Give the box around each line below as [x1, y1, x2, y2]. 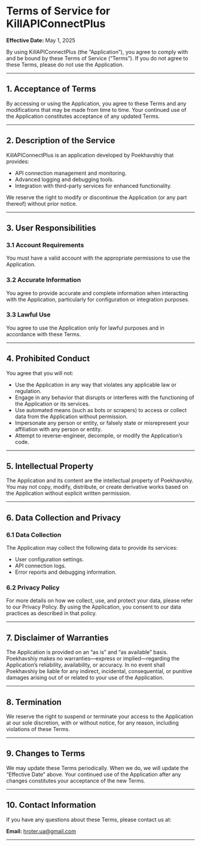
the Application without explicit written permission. [6, 489, 132, 497]
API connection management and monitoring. [14, 169, 127, 176]
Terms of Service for [6, 4, 111, 18]
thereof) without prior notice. [6, 200, 78, 207]
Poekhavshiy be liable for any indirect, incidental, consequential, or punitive [6, 668, 193, 675]
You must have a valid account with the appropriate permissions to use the [6, 254, 190, 261]
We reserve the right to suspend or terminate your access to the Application [6, 713, 193, 720]
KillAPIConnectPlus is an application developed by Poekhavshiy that [6, 151, 174, 159]
